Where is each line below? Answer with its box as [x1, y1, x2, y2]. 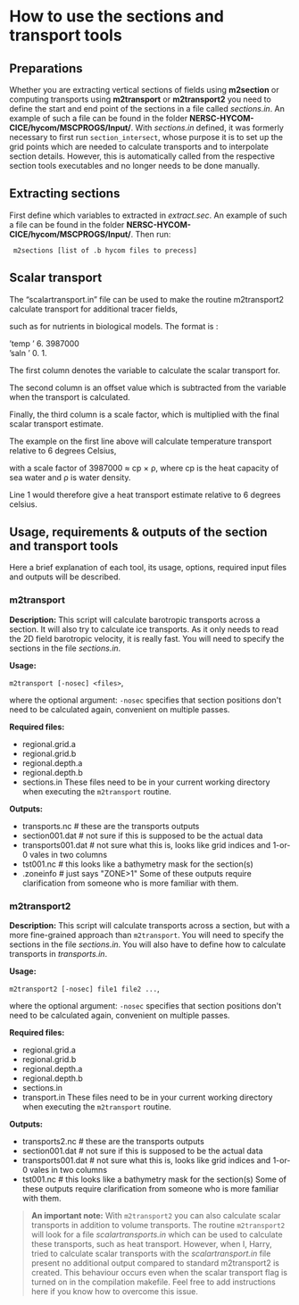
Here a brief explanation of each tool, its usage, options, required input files [9, 562, 287, 573]
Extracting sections [9, 186, 120, 202]
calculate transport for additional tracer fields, [9, 303, 179, 314]
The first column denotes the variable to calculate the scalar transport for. [9, 364, 281, 376]
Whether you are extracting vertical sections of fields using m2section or [9, 85, 279, 95]
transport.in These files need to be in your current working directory [21, 1092, 273, 1103]
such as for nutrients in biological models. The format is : [9, 320, 219, 331]
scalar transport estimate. [9, 418, 104, 429]
